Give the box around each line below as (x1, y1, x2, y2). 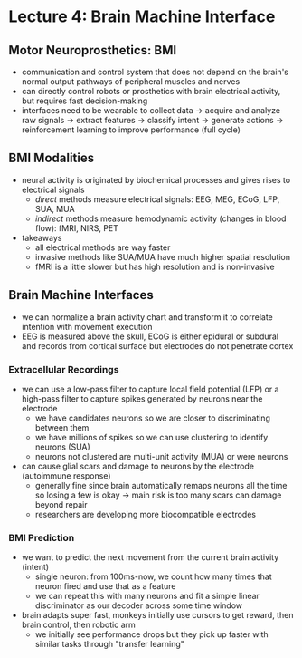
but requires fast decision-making (21, 95, 148, 106)
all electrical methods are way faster (34, 242, 171, 253)
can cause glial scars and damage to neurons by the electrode (21, 460, 255, 471)
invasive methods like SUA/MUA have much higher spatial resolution (34, 251, 291, 262)
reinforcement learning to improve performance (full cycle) (21, 124, 241, 135)
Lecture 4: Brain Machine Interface (8, 6, 276, 27)
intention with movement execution (21, 321, 153, 332)
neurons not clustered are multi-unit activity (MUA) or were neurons (34, 450, 288, 461)
